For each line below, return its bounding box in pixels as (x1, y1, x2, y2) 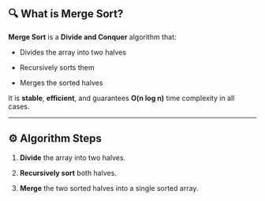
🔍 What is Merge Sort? (8, 7, 124, 20)
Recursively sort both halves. (19, 168, 117, 177)
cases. (8, 102, 30, 111)
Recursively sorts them (19, 62, 95, 72)
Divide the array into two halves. (19, 153, 126, 162)
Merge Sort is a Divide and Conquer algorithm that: (8, 32, 177, 42)
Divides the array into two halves (19, 47, 127, 57)
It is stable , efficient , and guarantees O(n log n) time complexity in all (8, 93, 235, 102)
